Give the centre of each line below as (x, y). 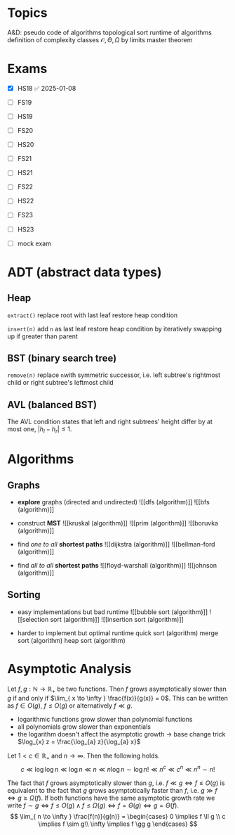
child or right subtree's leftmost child (60, 383)
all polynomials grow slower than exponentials (84, 727)
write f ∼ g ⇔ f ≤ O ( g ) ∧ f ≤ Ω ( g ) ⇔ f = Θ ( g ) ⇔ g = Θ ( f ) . (93, 805)
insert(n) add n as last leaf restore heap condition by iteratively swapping (115, 329)
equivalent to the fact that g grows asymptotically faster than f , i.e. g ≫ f (112, 791)
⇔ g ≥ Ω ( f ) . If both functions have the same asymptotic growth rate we (111, 798)
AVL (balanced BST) (52, 405)
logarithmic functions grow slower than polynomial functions (105, 719)
